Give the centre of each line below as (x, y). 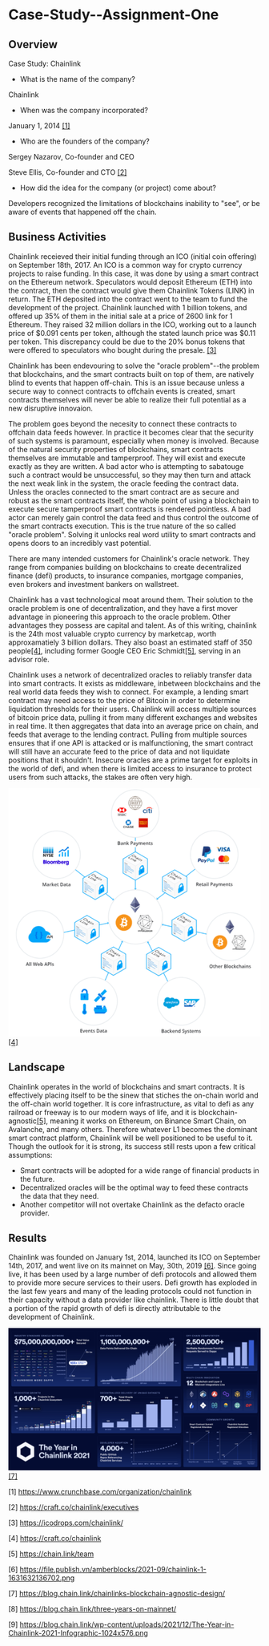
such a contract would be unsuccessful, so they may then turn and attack (130, 475)
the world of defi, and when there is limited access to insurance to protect (130, 768)
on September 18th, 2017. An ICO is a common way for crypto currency (125, 265)
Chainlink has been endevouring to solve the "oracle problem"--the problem (134, 366)
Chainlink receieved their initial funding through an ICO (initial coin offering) (133, 256)
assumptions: (30, 1155)
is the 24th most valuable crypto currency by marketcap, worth (112, 633)
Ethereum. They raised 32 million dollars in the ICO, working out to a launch (132, 324)
